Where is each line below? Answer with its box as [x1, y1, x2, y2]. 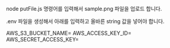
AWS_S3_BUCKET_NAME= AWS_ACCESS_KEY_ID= [6, 30, 131, 37]
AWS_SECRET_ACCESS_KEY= [6, 36, 79, 43]
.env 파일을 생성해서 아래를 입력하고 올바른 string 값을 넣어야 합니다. [6, 18, 165, 25]
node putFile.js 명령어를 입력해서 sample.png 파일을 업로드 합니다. [6, 5, 162, 12]
